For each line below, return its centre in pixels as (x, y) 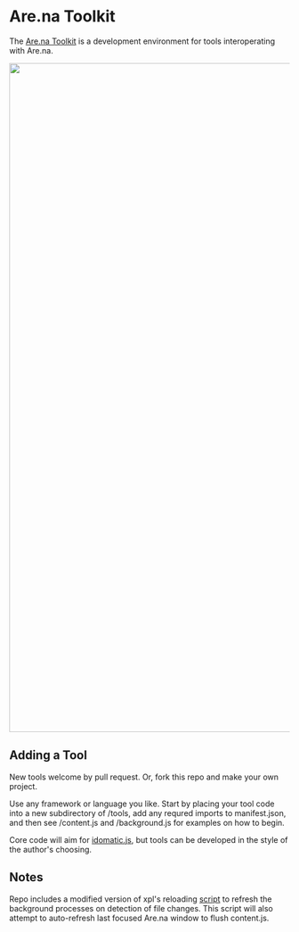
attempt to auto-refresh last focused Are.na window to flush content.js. (139, 918)
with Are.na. (31, 50)
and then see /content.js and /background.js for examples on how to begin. (147, 822)
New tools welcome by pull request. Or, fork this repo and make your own (144, 777)
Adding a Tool (48, 755)
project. (24, 786)
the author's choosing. (50, 849)
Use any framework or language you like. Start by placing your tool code (142, 804)
